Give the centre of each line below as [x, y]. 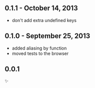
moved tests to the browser [40, 53]
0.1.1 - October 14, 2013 [41, 8]
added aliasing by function [39, 48]
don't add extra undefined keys [44, 20]
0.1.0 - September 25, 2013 [47, 36]
